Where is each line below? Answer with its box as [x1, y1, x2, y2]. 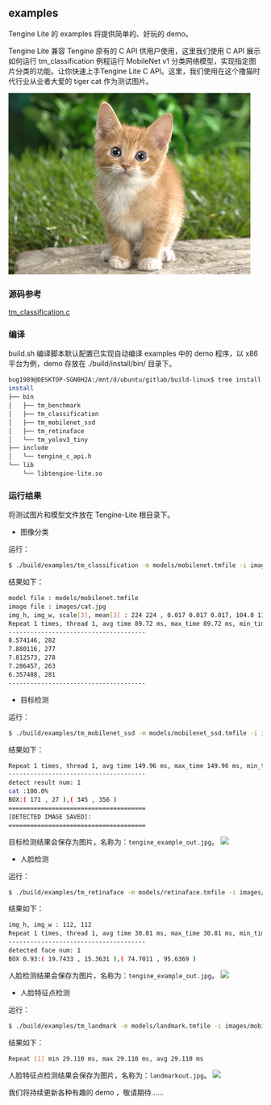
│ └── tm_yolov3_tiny [8, 436, 89, 444]
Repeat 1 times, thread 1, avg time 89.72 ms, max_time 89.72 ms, [8, 619, 236, 628]
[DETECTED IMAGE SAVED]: [8, 812, 92, 821]
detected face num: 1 [8, 947, 81, 955]
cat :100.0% [8, 787, 48, 795]
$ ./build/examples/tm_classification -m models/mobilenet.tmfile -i [8, 561, 248, 569]
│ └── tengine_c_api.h [8, 452, 92, 461]
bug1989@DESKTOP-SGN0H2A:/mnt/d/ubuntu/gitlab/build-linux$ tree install [8, 376, 262, 384]
